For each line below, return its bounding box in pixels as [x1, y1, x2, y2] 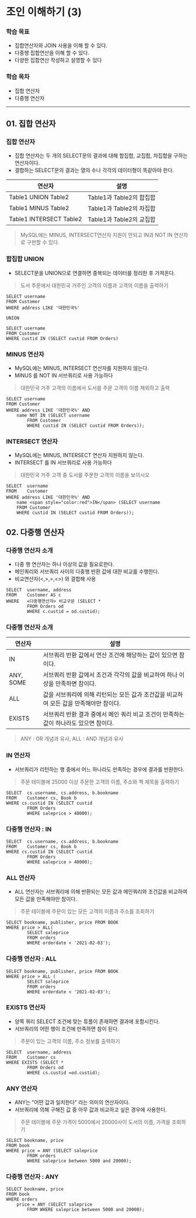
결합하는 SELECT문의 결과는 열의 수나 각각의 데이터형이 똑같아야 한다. [14, 167, 174, 174]
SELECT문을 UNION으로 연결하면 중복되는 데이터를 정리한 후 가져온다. [14, 269, 176, 276]
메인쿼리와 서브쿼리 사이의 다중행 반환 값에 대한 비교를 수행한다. [14, 568, 159, 575]
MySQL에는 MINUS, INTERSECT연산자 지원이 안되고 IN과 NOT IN [20, 232, 173, 239]
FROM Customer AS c [6, 592, 61, 598]
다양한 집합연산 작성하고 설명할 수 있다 [14, 57, 102, 64]
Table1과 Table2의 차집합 [87, 204, 156, 212]
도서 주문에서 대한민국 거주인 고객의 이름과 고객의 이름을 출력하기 [20, 282, 169, 289]
